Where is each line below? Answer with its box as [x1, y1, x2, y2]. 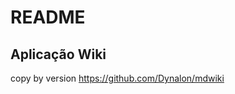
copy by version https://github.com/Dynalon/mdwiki [10, 72, 225, 84]
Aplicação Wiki [10, 46, 107, 63]
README [10, 6, 86, 29]
